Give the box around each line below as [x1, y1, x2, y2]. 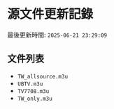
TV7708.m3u [17, 87, 50, 94]
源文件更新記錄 [7, 6, 94, 22]
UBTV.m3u [17, 81, 43, 87]
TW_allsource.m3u [17, 73, 69, 80]
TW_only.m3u [17, 95, 52, 102]
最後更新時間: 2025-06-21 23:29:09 [7, 31, 108, 39]
